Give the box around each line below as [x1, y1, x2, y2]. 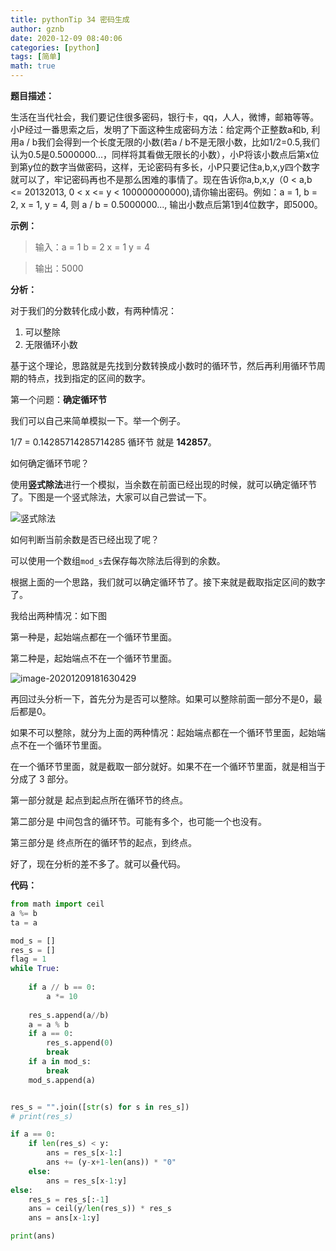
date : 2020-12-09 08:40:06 [10, 33, 123, 43]
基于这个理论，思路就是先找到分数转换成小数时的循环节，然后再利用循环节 [10, 360, 317, 371]
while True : [10, 964, 60, 974]
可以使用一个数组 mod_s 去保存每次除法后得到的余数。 [10, 555, 226, 566]
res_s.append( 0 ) [46, 1038, 114, 1048]
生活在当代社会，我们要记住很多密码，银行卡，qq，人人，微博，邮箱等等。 [10, 111, 320, 123]
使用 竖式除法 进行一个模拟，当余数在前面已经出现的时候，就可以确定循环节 [10, 479, 317, 490]
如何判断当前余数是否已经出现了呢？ [10, 534, 160, 545]
